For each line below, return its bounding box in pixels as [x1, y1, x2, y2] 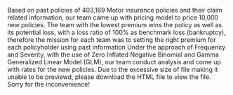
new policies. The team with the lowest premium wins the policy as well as [7, 21, 222, 29]
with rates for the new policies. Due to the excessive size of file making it [7, 66, 218, 73]
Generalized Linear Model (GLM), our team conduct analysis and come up [7, 58, 221, 66]
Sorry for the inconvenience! [7, 80, 90, 88]
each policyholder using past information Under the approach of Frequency [7, 43, 226, 51]
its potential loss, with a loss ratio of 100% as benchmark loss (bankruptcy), [7, 28, 226, 36]
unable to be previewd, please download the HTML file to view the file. [7, 73, 212, 81]
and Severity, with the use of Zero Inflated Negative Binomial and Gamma [7, 50, 220, 59]
